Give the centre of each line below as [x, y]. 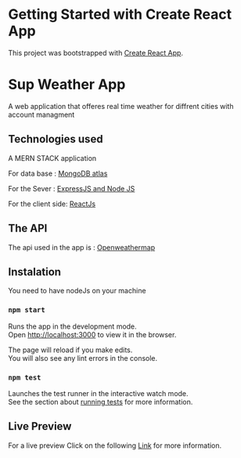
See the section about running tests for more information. [101, 402]
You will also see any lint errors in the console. [83, 358]
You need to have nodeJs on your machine [77, 291]
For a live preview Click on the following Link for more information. [115, 445]
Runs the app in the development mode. [72, 326]
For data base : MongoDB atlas [58, 173]
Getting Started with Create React [120, 15]
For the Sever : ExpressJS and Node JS [72, 188]
